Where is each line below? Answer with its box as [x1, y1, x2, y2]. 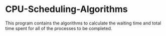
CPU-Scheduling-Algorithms [5, 3, 128, 15]
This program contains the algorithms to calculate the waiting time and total [5, 20, 161, 26]
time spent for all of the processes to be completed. [5, 25, 112, 31]
